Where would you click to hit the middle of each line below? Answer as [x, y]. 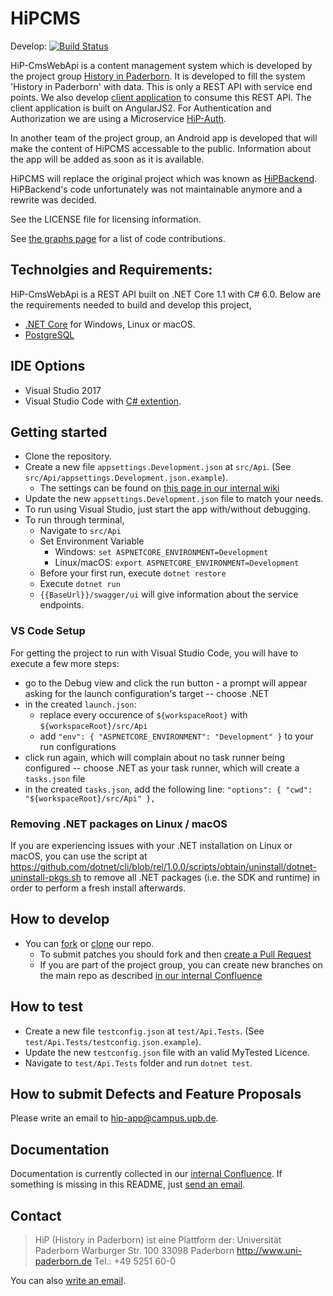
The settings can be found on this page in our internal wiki [159, 488]
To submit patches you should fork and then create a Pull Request [175, 954]
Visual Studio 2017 [63, 390]
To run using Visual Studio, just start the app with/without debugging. [167, 509]
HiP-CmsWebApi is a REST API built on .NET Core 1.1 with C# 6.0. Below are [166, 294]
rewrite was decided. [53, 199]
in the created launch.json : [80, 704]
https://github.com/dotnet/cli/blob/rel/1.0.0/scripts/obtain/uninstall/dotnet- [163, 866]
